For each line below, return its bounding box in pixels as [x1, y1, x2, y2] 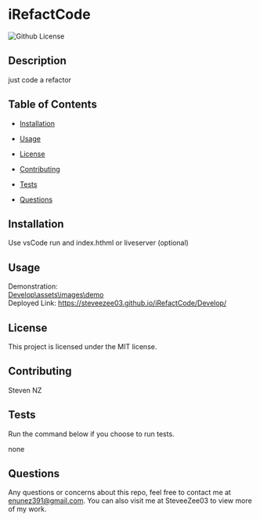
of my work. [8, 505, 47, 514]
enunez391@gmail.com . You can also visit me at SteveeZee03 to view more [8, 496, 252, 505]
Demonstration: [8, 282, 58, 291]
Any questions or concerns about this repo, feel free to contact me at [8, 488, 231, 497]
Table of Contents [8, 98, 98, 111]
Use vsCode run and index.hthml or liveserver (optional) [8, 238, 190, 248]
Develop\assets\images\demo [8, 290, 104, 300]
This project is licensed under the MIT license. [8, 342, 157, 351]
